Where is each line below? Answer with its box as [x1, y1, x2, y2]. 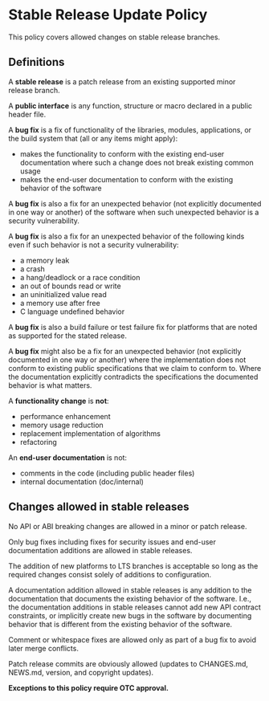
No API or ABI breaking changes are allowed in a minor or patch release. [8, 521, 247, 531]
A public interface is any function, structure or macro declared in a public [8, 100, 253, 110]
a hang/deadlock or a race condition [19, 272, 141, 282]
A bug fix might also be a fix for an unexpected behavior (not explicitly [8, 346, 242, 356]
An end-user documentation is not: [8, 452, 127, 463]
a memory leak [19, 255, 70, 265]
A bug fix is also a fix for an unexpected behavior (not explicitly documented [8, 198, 262, 208]
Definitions [8, 55, 65, 69]
